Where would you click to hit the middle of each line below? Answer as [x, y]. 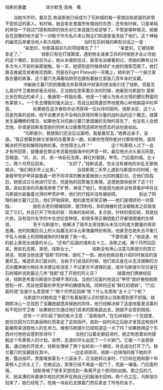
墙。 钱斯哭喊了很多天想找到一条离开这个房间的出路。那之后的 [76, 371]
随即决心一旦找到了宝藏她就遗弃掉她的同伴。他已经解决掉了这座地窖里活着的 [81, 304]
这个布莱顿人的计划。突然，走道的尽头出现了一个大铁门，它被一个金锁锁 [81, 340]
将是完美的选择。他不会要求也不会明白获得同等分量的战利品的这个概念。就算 [81, 115]
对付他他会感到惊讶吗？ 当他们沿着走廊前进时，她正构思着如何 [80, 334]
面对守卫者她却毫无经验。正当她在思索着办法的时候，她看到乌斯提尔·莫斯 [82, 91]
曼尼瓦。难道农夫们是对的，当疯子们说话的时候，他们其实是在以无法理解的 [79, 261]
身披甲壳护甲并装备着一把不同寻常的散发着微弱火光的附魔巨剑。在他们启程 [79, 176]
